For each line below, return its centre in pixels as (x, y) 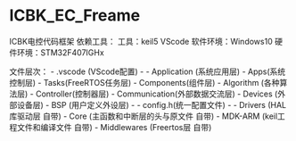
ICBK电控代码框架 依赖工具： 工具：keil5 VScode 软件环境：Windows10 (141, 41)
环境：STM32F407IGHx (60, 52)
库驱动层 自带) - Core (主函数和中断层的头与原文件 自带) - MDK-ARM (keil (144, 116)
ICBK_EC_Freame (75, 16)
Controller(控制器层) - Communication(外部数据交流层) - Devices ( (156, 94)
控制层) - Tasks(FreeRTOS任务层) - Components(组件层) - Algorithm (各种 (144, 82)
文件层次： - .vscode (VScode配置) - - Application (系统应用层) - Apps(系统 (148, 71)
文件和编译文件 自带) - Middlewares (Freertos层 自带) (114, 127)
